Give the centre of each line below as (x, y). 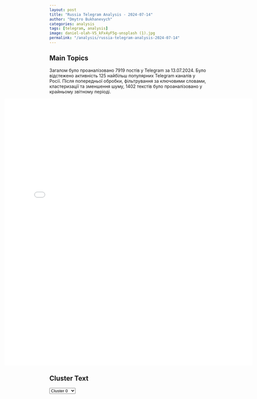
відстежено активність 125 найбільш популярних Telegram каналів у (122, 75)
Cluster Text (69, 379)
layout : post (63, 10)
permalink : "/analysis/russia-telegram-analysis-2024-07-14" (115, 38)
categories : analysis (72, 24)
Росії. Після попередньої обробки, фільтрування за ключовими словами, (128, 81)
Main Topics (69, 58)
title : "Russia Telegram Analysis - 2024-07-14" (101, 15)
